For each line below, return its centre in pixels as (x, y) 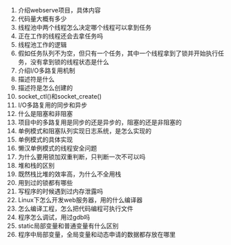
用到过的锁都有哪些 (45, 183)
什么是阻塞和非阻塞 (45, 114)
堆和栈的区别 (36, 165)
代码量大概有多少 (42, 19)
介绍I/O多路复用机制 (46, 70)
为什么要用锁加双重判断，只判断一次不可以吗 (82, 157)
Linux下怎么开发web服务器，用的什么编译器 (80, 200)
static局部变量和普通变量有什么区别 (68, 226)
